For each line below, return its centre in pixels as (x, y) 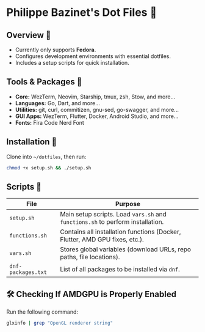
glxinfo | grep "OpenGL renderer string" (60, 323)
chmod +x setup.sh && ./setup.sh (49, 168)
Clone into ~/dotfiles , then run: (46, 157)
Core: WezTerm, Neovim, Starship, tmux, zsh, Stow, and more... (95, 97)
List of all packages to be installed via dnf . (120, 270)
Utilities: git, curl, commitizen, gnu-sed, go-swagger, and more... (97, 109)
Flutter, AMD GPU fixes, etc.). (102, 240)
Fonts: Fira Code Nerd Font (49, 122)
